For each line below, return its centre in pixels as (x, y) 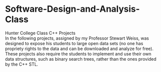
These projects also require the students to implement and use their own (78, 54)
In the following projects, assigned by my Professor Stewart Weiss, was (77, 38)
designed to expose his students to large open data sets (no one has (74, 43)
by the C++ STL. (22, 64)
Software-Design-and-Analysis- (73, 9)
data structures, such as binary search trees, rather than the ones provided (81, 59)
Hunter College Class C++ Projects (40, 33)
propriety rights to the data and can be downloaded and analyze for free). (79, 48)
